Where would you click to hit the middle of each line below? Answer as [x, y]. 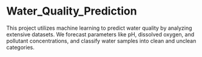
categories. [20, 47]
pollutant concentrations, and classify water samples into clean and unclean [101, 41]
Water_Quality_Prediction [72, 11]
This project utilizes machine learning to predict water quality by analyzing [99, 28]
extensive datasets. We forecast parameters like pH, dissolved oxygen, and [100, 34]
